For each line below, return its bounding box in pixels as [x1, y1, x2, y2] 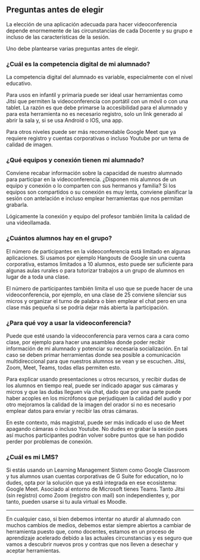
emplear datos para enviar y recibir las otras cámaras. [6, 408, 139, 414]
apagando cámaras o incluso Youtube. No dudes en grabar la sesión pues [6, 426, 187, 432]
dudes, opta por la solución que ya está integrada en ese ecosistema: [6, 479, 177, 486]
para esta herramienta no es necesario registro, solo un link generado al [6, 111, 183, 118]
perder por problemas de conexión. [6, 438, 93, 445]
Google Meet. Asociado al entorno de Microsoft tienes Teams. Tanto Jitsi [6, 485, 185, 492]
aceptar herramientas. [6, 547, 61, 555]
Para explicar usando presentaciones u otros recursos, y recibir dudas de [6, 376, 186, 382]
